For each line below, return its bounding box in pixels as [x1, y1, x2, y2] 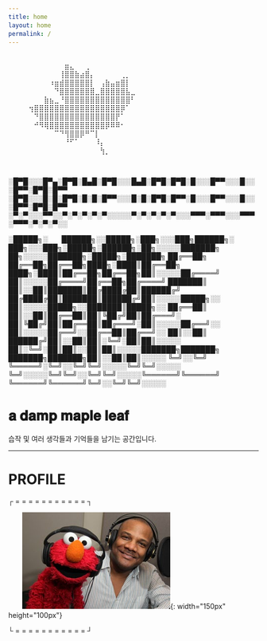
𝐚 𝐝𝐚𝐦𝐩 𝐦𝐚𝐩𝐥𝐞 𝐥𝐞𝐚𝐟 [8, 407, 130, 424]
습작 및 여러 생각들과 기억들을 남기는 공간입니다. [8, 435, 157, 444]
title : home [8, 13, 48, 21]
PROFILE [8, 470, 66, 488]
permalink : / [8, 29, 52, 37]
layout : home [8, 21, 52, 29]
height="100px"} [8, 611, 63, 620]
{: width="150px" [170, 602, 226, 612]
